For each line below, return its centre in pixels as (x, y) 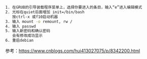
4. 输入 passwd (21, 26)
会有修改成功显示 (27, 36)
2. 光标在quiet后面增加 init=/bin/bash (45, 12)
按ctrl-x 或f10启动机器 (35, 17)
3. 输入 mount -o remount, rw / (39, 21)
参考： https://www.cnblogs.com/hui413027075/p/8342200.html (73, 51)
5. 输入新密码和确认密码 (28, 31)
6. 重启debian (20, 41)
